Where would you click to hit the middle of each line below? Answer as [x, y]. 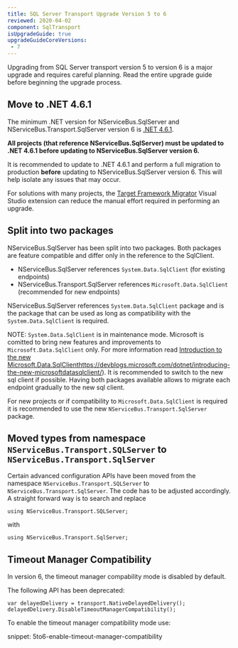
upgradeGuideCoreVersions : [47, 40]
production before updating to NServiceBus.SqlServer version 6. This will [115, 172]
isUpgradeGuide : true [39, 34]
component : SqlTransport [44, 27]
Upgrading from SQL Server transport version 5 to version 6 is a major [110, 67]
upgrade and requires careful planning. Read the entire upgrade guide [110, 75]
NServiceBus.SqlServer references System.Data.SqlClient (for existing [121, 269]
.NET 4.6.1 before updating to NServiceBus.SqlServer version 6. [104, 151]
